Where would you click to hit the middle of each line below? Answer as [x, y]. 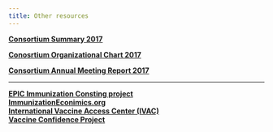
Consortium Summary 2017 [56, 39]
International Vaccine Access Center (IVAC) [84, 111]
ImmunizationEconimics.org [57, 102]
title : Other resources [49, 16]
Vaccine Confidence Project [57, 119]
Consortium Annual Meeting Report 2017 [79, 70]
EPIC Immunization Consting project [71, 93]
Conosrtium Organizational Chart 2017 [75, 54]
